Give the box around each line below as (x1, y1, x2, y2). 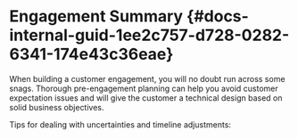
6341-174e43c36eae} (9, 45, 174, 64)
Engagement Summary (9, 6, 184, 27)
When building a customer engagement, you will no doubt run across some (9, 73, 286, 84)
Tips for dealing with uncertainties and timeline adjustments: (9, 119, 232, 130)
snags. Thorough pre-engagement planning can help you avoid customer (9, 83, 278, 94)
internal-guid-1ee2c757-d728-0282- (9, 25, 290, 45)
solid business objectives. (9, 102, 104, 112)
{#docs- (186, 6, 250, 27)
